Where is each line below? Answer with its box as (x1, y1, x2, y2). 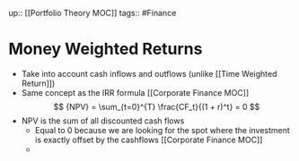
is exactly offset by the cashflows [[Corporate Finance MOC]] (34, 134, 263, 145)
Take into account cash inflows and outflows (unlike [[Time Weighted (21, 68, 277, 79)
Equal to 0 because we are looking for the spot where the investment (34, 124, 291, 135)
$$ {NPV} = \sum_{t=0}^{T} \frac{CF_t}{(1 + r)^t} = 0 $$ (53, 101, 260, 112)
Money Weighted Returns (8, 39, 203, 59)
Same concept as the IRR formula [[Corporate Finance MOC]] (21, 87, 250, 97)
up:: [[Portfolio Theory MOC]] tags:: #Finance (8, 8, 177, 18)
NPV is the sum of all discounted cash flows (21, 115, 185, 126)
